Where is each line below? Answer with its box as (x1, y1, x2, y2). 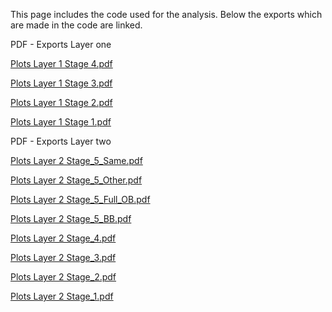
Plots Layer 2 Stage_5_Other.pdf (10, 174, 143, 186)
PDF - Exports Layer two (10, 135, 112, 147)
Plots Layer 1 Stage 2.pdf (10, 97, 113, 108)
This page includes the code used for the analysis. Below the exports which (10, 9, 323, 20)
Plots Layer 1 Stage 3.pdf (10, 77, 113, 89)
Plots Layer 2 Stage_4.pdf (10, 232, 117, 244)
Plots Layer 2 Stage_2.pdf (10, 271, 117, 283)
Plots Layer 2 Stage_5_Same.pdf (10, 155, 143, 166)
